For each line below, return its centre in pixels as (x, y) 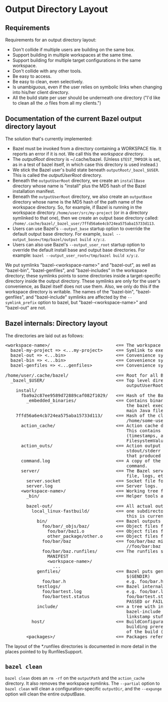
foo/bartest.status (66, 596)
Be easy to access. (32, 76)
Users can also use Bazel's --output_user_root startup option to (78, 244)
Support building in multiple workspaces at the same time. (72, 55)
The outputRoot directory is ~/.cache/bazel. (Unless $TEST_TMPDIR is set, (86, 159)
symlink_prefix (21, 303)
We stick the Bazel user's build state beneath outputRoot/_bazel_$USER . (86, 170)
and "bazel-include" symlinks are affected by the (76, 297)
